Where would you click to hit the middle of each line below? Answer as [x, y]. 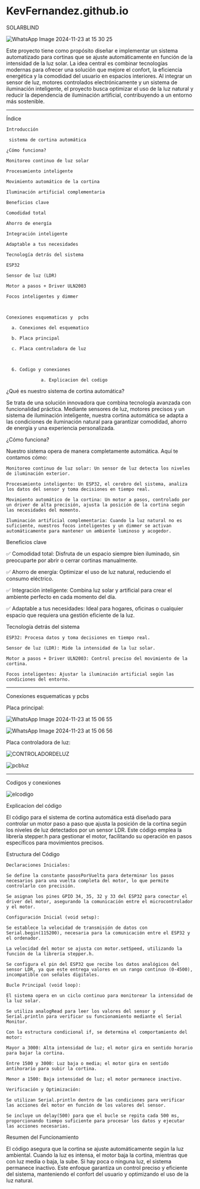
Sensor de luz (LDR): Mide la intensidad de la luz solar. [81, 648]
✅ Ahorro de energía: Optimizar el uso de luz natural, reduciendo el [89, 572]
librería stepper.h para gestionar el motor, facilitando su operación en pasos [99, 836]
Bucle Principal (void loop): [44, 985]
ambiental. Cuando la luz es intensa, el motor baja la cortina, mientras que [97, 1155]
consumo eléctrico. [30, 578]
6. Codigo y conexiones [41, 369]
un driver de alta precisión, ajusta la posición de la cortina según [96, 505]
